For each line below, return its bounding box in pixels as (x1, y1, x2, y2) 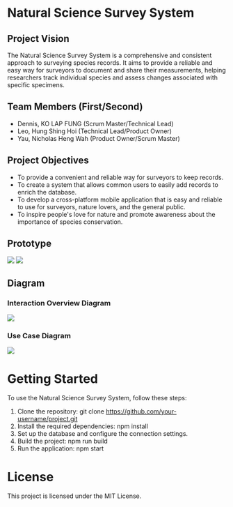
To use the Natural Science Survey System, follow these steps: (7, 394, 187, 402)
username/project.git (17, 415, 78, 423)
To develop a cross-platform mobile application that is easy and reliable (17, 195, 223, 204)
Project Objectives (7, 155, 89, 167)
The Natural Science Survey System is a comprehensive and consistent (7, 51, 212, 59)
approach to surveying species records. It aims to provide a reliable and (7, 59, 213, 67)
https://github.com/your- (105, 407, 177, 416)
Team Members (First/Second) (7, 101, 143, 113)
